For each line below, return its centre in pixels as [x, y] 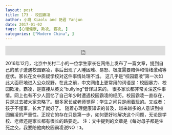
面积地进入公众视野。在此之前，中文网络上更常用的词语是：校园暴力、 [88, 82]
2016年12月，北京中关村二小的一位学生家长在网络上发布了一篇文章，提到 [82, 63]
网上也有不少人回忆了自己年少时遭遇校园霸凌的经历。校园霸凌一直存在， [90, 95]
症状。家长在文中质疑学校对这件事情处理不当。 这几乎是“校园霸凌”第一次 [82, 76]
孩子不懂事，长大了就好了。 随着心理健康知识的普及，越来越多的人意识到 [82, 108]
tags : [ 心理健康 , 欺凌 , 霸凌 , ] [37, 29]
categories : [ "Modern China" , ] [40, 34]
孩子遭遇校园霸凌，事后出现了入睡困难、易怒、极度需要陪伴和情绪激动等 [90, 70]
